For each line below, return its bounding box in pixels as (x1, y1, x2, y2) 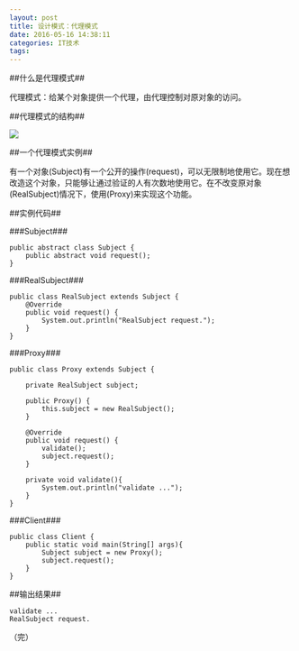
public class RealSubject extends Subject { (9, 292, 179, 302)
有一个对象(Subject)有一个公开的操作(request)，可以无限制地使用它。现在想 (9, 166, 291, 177)
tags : (9, 47, 30, 56)
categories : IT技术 (9, 38, 80, 48)
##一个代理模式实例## (9, 147, 93, 158)
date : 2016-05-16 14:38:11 (9, 30, 111, 39)
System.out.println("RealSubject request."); (41, 316, 216, 325)
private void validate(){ (25, 475, 123, 485)
